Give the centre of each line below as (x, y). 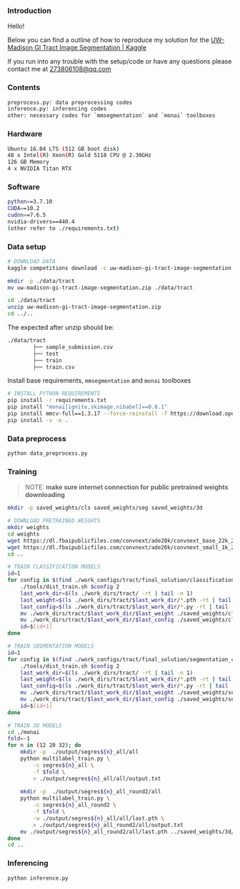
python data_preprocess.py (47, 453)
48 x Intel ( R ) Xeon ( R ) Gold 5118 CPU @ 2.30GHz (80, 156)
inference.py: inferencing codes (57, 109)
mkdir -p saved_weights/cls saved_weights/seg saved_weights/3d (105, 508)
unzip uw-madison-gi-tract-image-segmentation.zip (84, 307)
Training (22, 471)
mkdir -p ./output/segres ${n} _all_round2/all (91, 792)
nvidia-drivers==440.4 (41, 221)
